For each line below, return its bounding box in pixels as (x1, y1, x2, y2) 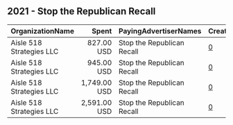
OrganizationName (10, 26, 75, 35)
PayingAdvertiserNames (119, 26, 202, 35)
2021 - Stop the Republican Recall (7, 6, 156, 17)
